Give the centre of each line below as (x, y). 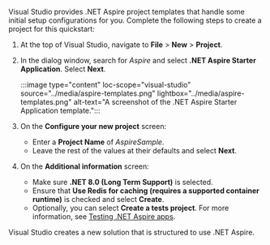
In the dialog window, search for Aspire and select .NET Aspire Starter (138, 60)
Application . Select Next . (63, 69)
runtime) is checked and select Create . (98, 199)
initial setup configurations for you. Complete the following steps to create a (135, 20)
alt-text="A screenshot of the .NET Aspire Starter (155, 102)
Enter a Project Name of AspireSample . (98, 142)
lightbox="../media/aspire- (201, 93)
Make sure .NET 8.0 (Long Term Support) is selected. (122, 182)
